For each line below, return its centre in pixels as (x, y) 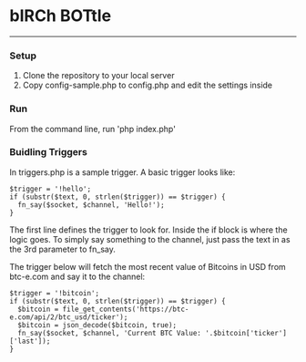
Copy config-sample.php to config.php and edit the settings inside (148, 85)
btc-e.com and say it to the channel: (77, 276)
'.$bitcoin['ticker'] (245, 333)
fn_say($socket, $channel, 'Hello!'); (92, 205)
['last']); (30, 341)
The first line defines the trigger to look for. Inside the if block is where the (149, 230)
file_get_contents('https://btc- (126, 309)
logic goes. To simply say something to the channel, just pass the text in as (150, 239)
